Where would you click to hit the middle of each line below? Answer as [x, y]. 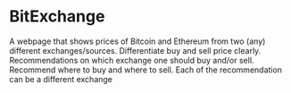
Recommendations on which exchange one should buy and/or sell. [132, 60]
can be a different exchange [61, 79]
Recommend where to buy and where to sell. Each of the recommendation [146, 70]
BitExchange [57, 17]
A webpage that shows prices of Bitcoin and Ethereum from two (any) [137, 41]
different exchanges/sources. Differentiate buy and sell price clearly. [135, 50]
